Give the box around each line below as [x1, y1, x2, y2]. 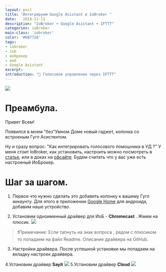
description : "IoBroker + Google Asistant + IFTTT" [5, 21, 114, 26]
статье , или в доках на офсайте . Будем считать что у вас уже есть [5, 154, 146, 160]
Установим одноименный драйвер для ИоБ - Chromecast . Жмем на [12, 213, 158, 219]
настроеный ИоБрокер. [5, 159, 55, 165]
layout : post [5, 7, 32, 12]
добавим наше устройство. [12, 204, 71, 209]
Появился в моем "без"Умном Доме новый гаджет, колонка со [5, 129, 140, 135]
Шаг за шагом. [5, 177, 68, 188]
